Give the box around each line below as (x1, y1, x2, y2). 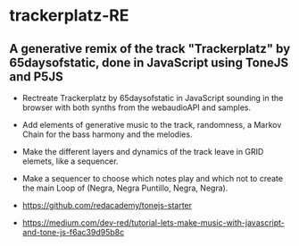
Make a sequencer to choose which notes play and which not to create (21, 174, 284, 183)
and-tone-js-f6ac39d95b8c (21, 227, 125, 237)
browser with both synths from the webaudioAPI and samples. (21, 102, 252, 113)
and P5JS (9, 69, 64, 84)
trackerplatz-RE (9, 5, 129, 26)
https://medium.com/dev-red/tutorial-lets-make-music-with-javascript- (21, 217, 286, 228)
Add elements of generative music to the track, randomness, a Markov (21, 120, 282, 130)
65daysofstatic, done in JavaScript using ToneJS (9, 55, 289, 70)
